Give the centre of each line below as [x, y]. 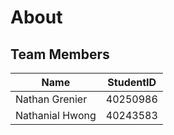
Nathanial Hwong [56, 115]
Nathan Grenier [51, 99]
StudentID [132, 82]
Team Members [60, 54]
